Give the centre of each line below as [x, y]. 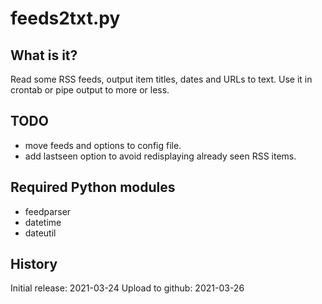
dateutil [40, 233]
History [34, 264]
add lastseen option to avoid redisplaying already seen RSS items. [160, 156]
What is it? [44, 55]
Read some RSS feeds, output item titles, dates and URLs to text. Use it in [161, 79]
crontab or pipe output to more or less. [90, 90]
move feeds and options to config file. [103, 145]
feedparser [48, 211]
